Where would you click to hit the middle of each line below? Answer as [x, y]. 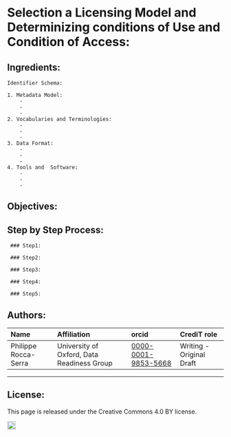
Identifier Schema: [35, 83]
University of [78, 346]
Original [192, 354]
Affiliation [74, 334]
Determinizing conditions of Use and [114, 27]
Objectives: [32, 207]
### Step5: [25, 294]
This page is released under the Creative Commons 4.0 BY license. [102, 412]
